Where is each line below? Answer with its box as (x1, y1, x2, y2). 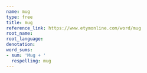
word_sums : (6, 47, 33, 53)
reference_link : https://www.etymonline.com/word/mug (6, 25, 142, 31)
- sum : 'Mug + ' (6, 52, 46, 58)
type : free (6, 14, 33, 20)
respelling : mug (11, 58, 51, 64)
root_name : (6, 31, 33, 36)
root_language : (6, 36, 44, 42)
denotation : (6, 42, 35, 48)
